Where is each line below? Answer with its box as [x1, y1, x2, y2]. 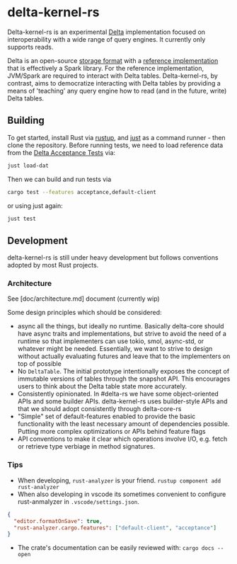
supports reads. [7, 42, 54, 51]
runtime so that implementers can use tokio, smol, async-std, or [17, 337, 204, 345]
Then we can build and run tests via [7, 175, 112, 183]
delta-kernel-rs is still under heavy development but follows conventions [7, 253, 219, 262]
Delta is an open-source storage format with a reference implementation [7, 56, 219, 64]
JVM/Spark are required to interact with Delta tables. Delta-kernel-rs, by [7, 71, 218, 80]
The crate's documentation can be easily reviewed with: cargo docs [17, 543, 214, 552]
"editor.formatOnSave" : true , [13, 517, 103, 524]
